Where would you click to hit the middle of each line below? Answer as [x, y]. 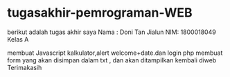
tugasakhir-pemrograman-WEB [100, 13]
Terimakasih [25, 67]
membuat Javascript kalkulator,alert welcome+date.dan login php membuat [115, 53]
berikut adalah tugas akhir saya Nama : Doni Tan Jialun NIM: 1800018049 [112, 32]
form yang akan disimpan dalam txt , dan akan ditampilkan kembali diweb [112, 60]
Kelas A [18, 39]
